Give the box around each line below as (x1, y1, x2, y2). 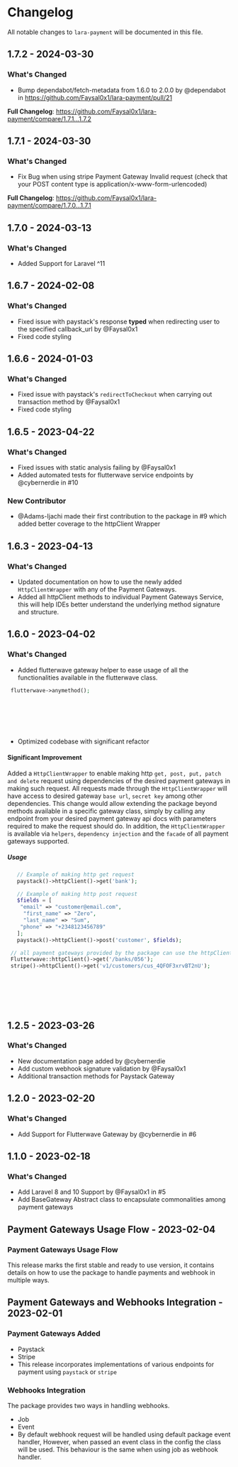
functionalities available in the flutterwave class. (17, 673, 158, 682)
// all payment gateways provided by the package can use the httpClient (10, 949, 233, 956)
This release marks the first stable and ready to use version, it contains (7, 1261, 215, 1269)
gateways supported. (7, 836, 69, 845)
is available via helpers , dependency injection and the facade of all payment (7, 829, 229, 838)
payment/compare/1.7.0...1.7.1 (7, 201, 91, 210)
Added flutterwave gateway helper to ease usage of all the (17, 665, 189, 674)
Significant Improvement (7, 753, 83, 762)
